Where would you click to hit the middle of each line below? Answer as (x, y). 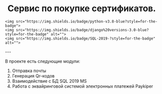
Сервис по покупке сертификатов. (82, 9)
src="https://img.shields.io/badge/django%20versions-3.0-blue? (82, 30)
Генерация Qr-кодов (33, 75)
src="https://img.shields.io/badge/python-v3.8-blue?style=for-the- (87, 21)
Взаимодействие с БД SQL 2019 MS (49, 81)
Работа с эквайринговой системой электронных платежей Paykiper (82, 86)
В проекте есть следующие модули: (43, 61)
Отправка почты (29, 71)
